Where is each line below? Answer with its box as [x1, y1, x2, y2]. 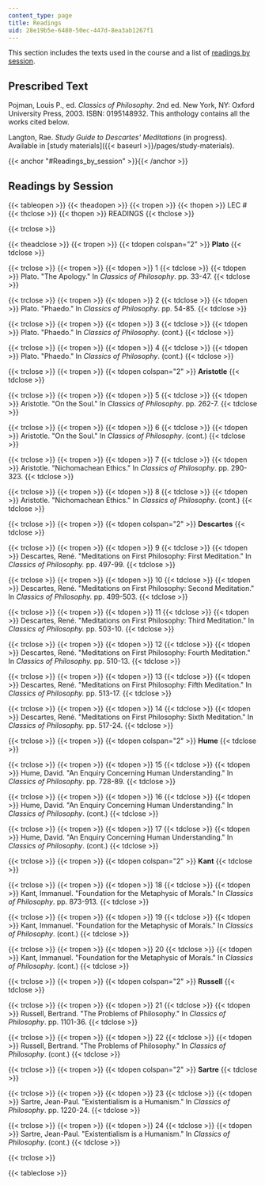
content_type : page [8, 11, 73, 20]
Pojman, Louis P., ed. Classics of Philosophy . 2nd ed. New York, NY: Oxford [8, 101, 255, 110]
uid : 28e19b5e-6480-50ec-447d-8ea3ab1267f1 [8, 26, 154, 34]
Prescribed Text [8, 79, 89, 93]
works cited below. [8, 117, 70, 127]
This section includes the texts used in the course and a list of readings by [8, 48, 251, 58]
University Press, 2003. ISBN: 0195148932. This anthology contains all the [8, 109, 251, 119]
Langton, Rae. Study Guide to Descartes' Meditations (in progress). [8, 132, 228, 143]
